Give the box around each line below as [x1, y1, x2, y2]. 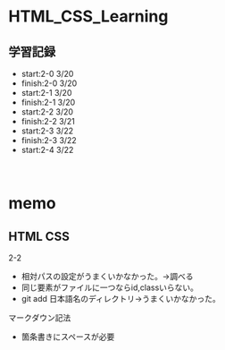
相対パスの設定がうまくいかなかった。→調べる [21, 271, 194, 281]
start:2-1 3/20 [21, 88, 72, 98]
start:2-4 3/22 [21, 145, 74, 155]
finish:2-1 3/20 [21, 97, 76, 107]
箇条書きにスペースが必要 [21, 331, 115, 342]
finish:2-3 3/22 [21, 135, 77, 145]
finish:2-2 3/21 [21, 116, 75, 126]
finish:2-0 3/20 [21, 78, 78, 89]
